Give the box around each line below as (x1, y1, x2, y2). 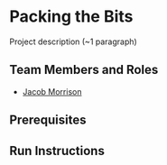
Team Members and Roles (9, 62, 159, 78)
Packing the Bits (9, 6, 134, 27)
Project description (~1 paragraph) (9, 36, 137, 47)
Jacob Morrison (22, 86, 82, 96)
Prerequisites (9, 113, 87, 128)
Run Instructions (9, 142, 106, 159)
